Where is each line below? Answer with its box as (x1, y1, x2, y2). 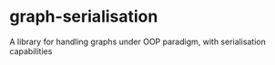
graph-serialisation (9, 6, 158, 27)
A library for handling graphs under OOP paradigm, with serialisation (9, 36, 266, 47)
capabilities (9, 45, 53, 56)
